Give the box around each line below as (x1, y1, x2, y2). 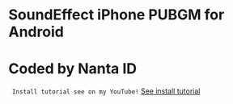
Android (8, 23, 65, 41)
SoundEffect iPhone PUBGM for (8, 6, 225, 24)
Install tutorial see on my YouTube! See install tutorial (11, 86, 201, 96)
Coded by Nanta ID (8, 60, 138, 78)
